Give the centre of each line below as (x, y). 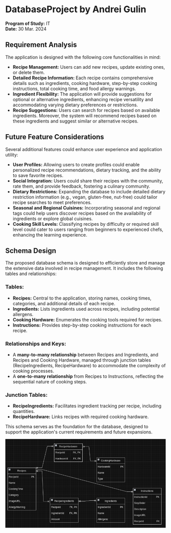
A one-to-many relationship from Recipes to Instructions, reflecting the (88, 376)
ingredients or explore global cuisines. (53, 218)
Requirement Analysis (41, 45)
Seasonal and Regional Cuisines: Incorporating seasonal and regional (86, 208)
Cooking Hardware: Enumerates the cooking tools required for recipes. (88, 319)
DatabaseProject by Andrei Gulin (76, 9)
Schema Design (31, 250)
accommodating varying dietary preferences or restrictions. (75, 105)
